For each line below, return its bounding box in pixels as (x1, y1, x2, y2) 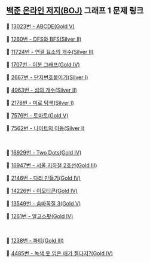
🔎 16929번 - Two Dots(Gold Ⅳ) (6, 149, 82, 156)
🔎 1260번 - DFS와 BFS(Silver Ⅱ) (6, 35, 82, 43)
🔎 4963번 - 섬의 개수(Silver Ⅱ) (6, 86, 78, 93)
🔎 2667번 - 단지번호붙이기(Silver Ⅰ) (6, 74, 88, 81)
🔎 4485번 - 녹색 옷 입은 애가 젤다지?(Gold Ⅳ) (6, 249, 114, 256)
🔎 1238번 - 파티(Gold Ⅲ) (6, 237, 64, 244)
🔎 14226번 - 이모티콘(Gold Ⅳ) (6, 187, 78, 194)
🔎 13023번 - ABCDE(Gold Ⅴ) (6, 23, 75, 30)
